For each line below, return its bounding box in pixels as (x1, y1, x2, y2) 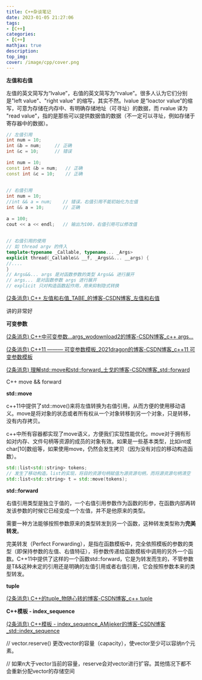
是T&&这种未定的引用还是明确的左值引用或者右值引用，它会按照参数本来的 (6, 562, 191, 570)
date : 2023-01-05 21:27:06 (6, 14, 74, 20)
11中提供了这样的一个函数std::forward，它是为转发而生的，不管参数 (27, 555, 194, 562)
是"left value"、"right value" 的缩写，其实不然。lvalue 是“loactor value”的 (6, 97, 188, 104)
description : (6, 48, 39, 54)
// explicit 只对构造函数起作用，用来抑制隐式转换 (6, 283, 119, 289)
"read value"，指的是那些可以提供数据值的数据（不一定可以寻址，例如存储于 (6, 112, 195, 119)
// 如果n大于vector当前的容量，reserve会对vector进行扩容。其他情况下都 (6, 660, 186, 667)
